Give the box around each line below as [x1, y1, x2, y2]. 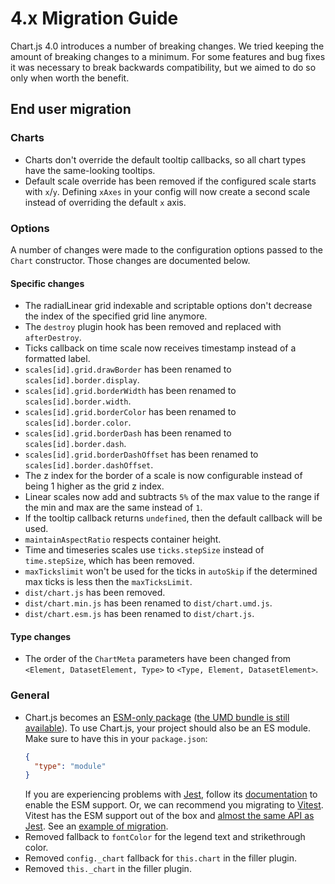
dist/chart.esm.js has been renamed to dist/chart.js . [24, 608, 255, 620]
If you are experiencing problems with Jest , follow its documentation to [24, 788, 318, 801]
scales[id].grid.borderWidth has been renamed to [24, 385, 237, 397]
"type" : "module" [34, 761, 107, 771]
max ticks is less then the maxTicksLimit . [24, 576, 193, 588]
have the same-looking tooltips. [24, 164, 156, 176]
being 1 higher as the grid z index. [24, 480, 165, 492]
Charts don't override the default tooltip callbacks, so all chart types [24, 153, 307, 166]
